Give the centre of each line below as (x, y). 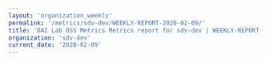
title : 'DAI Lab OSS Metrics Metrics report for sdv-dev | (109, 30)
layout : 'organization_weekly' (60, 15)
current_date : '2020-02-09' (55, 45)
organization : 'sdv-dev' (50, 38)
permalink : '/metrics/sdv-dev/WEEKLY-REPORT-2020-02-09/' (107, 23)
